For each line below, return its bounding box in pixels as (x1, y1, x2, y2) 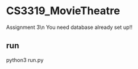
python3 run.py (6, 56, 44, 63)
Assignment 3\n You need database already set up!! (6, 24, 133, 31)
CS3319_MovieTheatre (6, 4, 120, 18)
